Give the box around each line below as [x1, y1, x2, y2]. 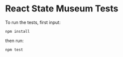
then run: [5, 38, 24, 44]
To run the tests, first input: [5, 19, 61, 25]
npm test [5, 47, 23, 52]
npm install [5, 29, 30, 34]
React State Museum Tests [5, 3, 119, 14]
